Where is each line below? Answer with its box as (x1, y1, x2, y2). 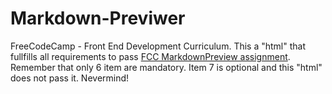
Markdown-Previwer (10, 7, 186, 30)
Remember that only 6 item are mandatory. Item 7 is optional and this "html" (10, 61, 323, 73)
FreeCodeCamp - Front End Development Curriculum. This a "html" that (10, 40, 307, 52)
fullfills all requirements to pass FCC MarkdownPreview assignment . (10, 50, 291, 62)
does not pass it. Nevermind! (10, 72, 130, 84)
